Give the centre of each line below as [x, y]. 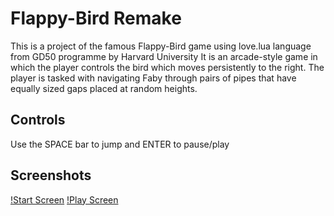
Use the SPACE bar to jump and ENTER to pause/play [120, 144]
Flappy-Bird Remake [96, 18]
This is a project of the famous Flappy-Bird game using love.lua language [161, 46]
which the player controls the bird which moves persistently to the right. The [167, 67]
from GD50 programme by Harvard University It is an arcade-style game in [164, 56]
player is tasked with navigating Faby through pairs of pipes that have [153, 78]
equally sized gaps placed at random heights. [104, 88]
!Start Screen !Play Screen [64, 199]
